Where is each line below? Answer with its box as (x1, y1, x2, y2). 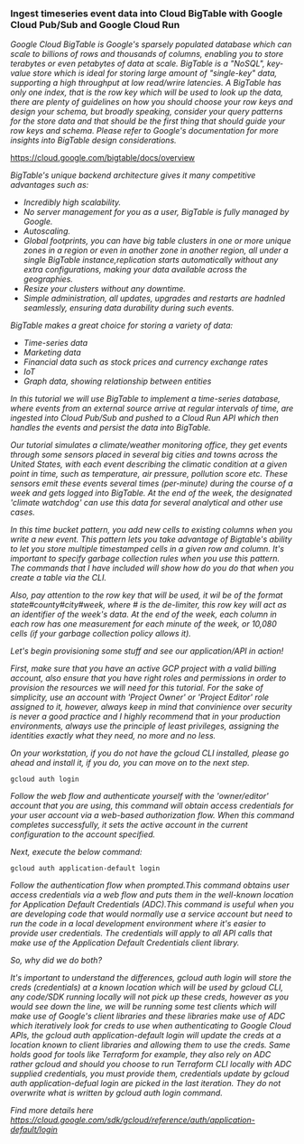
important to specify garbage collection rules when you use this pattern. (10, 553, 281, 564)
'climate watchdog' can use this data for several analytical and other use (10, 498, 283, 508)
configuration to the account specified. (10, 829, 156, 840)
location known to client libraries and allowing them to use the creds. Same (10, 1039, 291, 1050)
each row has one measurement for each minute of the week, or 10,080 (10, 619, 278, 629)
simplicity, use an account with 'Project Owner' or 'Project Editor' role (10, 692, 270, 702)
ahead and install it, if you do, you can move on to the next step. (10, 758, 251, 768)
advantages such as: (10, 180, 89, 191)
